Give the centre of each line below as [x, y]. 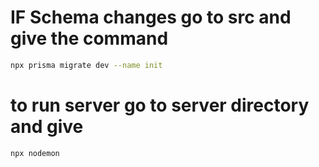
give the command [89, 38]
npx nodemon [35, 153]
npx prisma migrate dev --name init [86, 65]
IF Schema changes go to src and [151, 17]
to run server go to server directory [160, 105]
